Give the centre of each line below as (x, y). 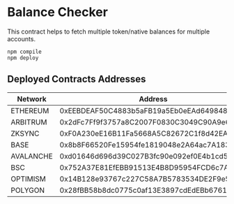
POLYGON (28, 190)
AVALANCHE (32, 156)
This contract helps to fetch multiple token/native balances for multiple (109, 31)
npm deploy (23, 58)
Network (32, 99)
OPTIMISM (29, 179)
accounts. (22, 38)
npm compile (24, 52)
